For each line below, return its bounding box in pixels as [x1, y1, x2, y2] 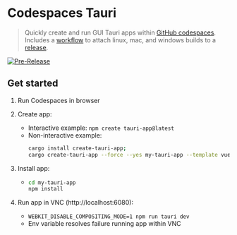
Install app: [17, 164, 50, 172]
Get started [7, 78, 59, 90]
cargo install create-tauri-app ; [28, 145, 127, 152]
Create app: [17, 109, 52, 118]
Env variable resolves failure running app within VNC [28, 219, 181, 228]
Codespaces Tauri [7, 5, 116, 21]
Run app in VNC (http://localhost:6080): [17, 198, 134, 207]
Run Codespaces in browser [17, 96, 100, 104]
